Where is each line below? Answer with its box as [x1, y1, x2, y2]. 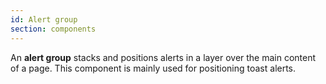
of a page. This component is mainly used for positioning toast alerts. [10, 62, 297, 74]
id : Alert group [10, 14, 78, 25]
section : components [10, 24, 97, 34]
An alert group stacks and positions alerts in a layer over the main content [10, 51, 317, 63]
